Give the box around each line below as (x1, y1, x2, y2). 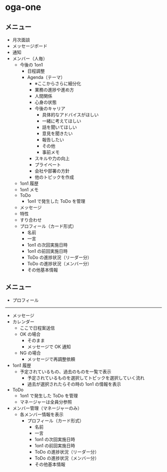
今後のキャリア (34, 105, 66, 111)
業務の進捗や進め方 (34, 87, 75, 92)
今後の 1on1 (19, 62, 43, 67)
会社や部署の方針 (34, 168, 70, 174)
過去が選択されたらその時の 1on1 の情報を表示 (27, 381, 121, 387)
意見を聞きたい (42, 130, 73, 136)
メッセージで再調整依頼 (27, 356, 76, 362)
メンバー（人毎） (12, 55, 48, 61)
